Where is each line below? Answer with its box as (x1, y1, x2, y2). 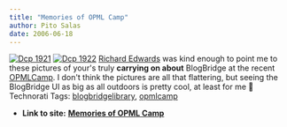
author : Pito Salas (9, 21, 81, 30)
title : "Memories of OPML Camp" (9, 12, 128, 22)
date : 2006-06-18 (9, 29, 74, 38)
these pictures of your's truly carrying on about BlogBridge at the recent (9, 63, 275, 73)
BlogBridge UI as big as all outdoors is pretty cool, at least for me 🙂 (9, 81, 254, 93)
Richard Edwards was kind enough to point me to (98, 54, 278, 64)
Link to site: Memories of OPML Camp (21, 108, 165, 119)
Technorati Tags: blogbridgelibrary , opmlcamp (9, 91, 179, 101)
